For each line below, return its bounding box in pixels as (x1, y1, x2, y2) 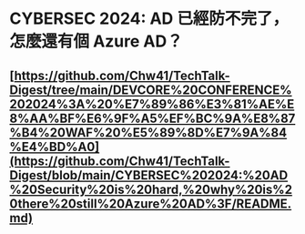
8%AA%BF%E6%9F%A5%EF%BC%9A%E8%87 (9, 110, 296, 126)
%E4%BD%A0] (9, 138, 100, 155)
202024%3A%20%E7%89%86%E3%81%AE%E (9, 97, 295, 112)
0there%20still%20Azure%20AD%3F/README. (9, 196, 292, 211)
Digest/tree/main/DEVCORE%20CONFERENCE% (9, 82, 293, 97)
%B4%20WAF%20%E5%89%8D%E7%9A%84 (9, 125, 288, 140)
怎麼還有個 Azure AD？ (9, 31, 184, 52)
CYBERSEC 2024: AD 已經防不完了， (9, 8, 290, 29)
